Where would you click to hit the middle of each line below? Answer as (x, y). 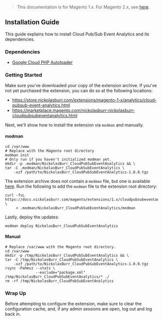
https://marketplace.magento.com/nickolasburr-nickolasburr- (73, 110)
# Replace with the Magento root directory (50, 151)
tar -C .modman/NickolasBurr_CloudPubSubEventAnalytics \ (65, 168)
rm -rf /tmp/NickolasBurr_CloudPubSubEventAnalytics (59, 281)
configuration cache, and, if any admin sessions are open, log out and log (79, 309)
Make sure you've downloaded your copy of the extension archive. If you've (81, 86)
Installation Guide (32, 22)
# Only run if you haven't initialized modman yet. (58, 159)
